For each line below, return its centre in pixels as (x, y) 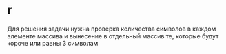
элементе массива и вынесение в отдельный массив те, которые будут (113, 36)
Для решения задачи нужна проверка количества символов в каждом (112, 29)
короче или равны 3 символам (53, 43)
